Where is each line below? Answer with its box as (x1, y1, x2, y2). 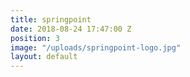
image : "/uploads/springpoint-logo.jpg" (10, 42, 182, 53)
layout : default (10, 52, 78, 62)
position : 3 (10, 33, 60, 43)
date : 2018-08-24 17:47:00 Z (10, 24, 132, 34)
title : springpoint (10, 14, 92, 25)
